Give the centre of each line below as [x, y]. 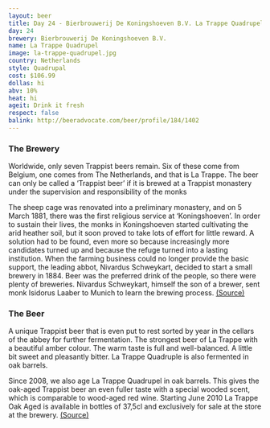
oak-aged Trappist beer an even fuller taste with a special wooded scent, [129, 389]
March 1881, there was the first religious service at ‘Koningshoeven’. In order [135, 216]
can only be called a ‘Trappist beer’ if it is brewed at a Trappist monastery [130, 183]
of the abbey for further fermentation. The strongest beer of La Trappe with [133, 340]
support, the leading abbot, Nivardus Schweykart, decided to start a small [131, 267]
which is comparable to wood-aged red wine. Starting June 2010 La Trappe [133, 398]
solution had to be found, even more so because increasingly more [119, 241]
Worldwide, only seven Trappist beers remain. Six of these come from [124, 167]
